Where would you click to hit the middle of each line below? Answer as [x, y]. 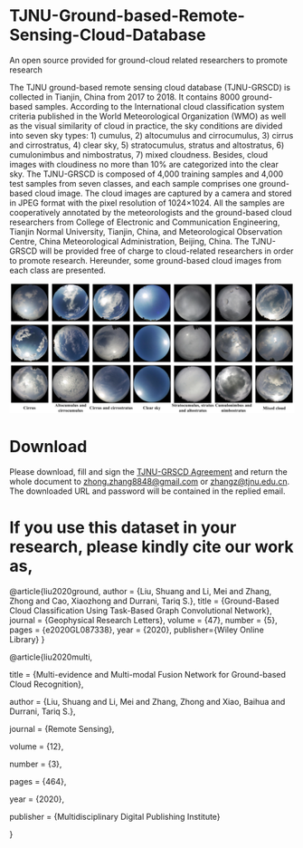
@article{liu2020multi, [51, 657]
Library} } [27, 640]
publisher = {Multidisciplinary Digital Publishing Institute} [115, 817]
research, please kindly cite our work [151, 547]
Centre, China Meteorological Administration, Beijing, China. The [129, 241]
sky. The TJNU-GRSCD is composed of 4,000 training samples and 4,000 [147, 174]
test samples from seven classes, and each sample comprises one [133, 183]
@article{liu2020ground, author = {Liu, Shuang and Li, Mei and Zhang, [141, 592]
